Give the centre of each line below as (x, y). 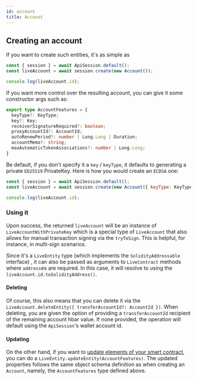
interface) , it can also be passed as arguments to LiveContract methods (94, 262)
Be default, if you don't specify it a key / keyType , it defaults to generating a (96, 164)
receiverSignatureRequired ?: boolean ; (59, 126)
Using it (17, 213)
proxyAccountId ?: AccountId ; (47, 132)
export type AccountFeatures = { (47, 110)
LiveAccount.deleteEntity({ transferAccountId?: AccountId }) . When (92, 307)
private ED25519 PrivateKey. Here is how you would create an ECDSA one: (92, 171)
